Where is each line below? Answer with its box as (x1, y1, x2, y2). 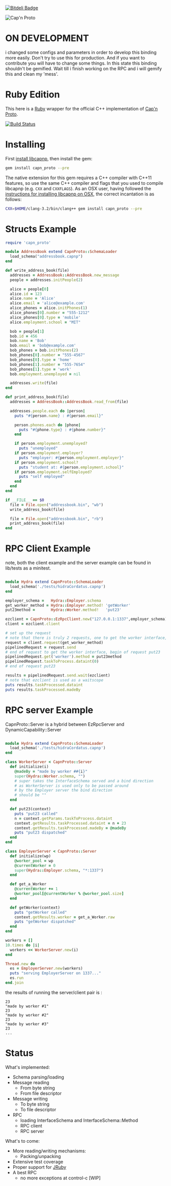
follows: (5, 196, 22, 202)
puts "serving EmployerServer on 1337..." (10, 971, 101, 976)
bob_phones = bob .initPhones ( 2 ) (10, 348, 79, 353)
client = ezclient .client (5, 622, 60, 627)
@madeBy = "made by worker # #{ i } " (14, 769, 88, 774)
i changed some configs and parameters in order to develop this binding (5, 49, 157, 55)
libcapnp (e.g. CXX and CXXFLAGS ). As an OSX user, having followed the (5, 185, 152, 191)
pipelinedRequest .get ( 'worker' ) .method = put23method (5, 654, 122, 659)
